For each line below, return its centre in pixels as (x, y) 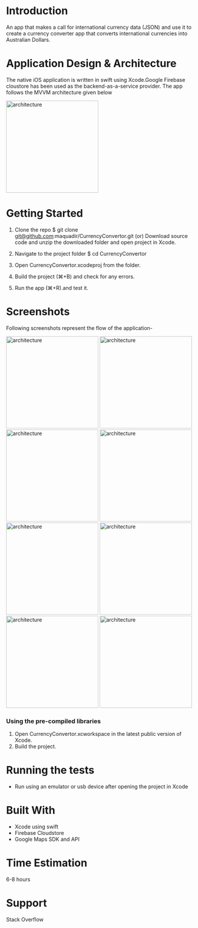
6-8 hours (18, 879)
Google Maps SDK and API (47, 839)
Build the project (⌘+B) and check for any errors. (75, 276)
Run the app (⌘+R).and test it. (51, 288)
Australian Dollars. (28, 39)
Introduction (37, 11)
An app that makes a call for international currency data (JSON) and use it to (99, 27)
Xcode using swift (37, 827)
